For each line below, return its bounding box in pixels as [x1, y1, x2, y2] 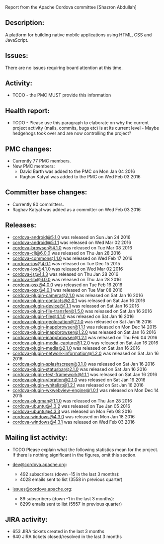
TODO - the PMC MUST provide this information [12, 92, 111, 98]
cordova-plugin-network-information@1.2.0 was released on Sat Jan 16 [12, 350, 159, 356]
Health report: [5, 106, 50, 115]
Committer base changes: [5, 188, 87, 197]
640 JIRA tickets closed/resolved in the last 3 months [12, 534, 122, 540]
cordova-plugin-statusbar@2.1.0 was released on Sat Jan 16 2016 [12, 366, 147, 372]
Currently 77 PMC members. [12, 158, 71, 164]
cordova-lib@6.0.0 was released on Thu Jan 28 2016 [12, 276, 121, 282]
